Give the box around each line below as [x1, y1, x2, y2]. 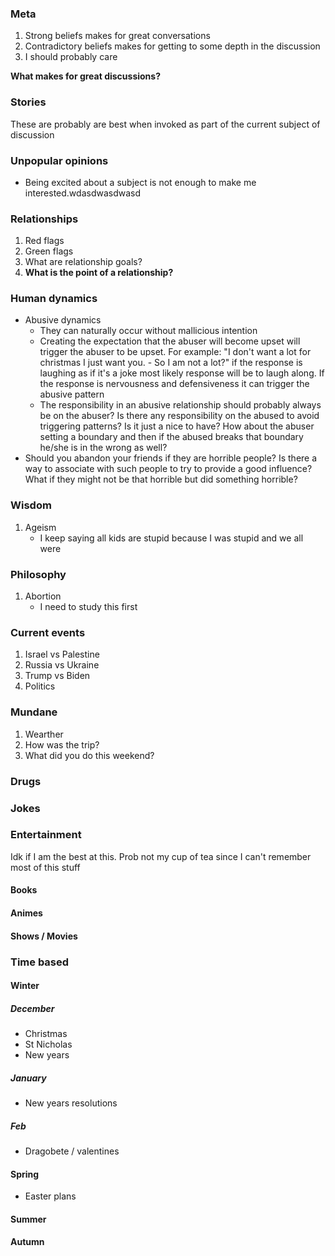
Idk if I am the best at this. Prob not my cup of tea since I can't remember [10, 850, 312, 862]
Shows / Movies [10, 930, 78, 942]
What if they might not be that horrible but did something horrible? [24, 473, 298, 486]
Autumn [10, 1236, 45, 1248]
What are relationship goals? [24, 256, 143, 268]
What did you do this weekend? [24, 749, 155, 761]
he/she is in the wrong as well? [39, 442, 168, 454]
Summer [10, 1213, 47, 1225]
